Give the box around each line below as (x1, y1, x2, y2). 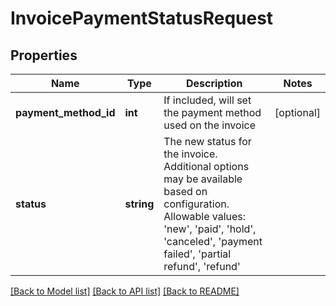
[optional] (274, 106, 321, 119)
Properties (10, 47, 78, 64)
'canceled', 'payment (163, 235, 263, 248)
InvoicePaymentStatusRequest (10, 7, 274, 30)
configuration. (163, 197, 230, 211)
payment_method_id (15, 106, 116, 119)
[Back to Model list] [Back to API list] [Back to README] (10, 285, 240, 297)
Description (185, 77, 243, 90)
